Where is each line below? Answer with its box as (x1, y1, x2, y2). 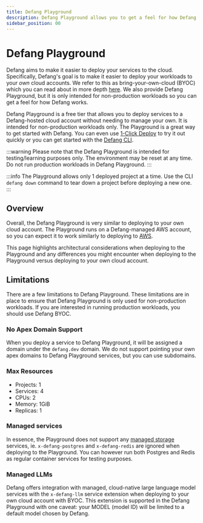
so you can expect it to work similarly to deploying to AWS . (6, 232, 153, 240)
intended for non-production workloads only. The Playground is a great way (6, 123, 196, 131)
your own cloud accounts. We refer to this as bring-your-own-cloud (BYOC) (6, 80, 196, 87)
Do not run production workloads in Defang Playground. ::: (6, 161, 152, 168)
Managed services (6, 422, 62, 430)
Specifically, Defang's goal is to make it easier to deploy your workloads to (6, 73, 193, 80)
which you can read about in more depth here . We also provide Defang (6, 86, 183, 93)
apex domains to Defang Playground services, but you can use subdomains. (6, 352, 197, 359)
